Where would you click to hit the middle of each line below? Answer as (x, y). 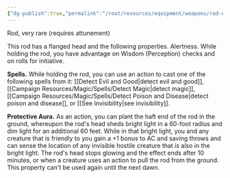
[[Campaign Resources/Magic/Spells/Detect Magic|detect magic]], (101, 88)
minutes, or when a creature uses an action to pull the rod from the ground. (113, 160)
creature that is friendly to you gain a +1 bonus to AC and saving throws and (114, 138)
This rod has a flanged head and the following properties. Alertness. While (112, 46)
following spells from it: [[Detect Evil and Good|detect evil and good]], (105, 81)
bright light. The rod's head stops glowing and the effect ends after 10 (105, 153)
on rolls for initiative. (36, 61)
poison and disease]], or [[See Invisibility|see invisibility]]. (89, 103)
